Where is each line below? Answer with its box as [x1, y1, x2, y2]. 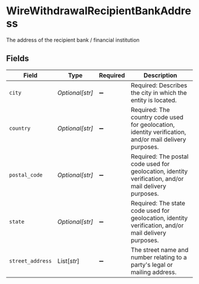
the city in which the [130, 88, 187, 97]
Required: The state [130, 199, 185, 207]
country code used [130, 113, 184, 121]
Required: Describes [130, 81, 188, 90]
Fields [6, 53, 30, 63]
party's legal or [130, 260, 173, 269]
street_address [9, 257, 52, 264]
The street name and [130, 245, 189, 254]
